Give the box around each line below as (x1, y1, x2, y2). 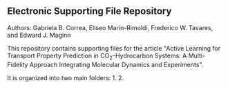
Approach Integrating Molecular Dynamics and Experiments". (29, 60, 204, 68)
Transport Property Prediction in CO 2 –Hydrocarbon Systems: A (7, 51, 187, 61)
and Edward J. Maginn (7, 31, 71, 39)
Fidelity (7, 60, 28, 68)
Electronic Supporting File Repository (7, 5, 172, 17)
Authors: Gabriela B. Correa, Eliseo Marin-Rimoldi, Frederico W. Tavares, (7, 23, 213, 31)
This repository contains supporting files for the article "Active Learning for (7, 44, 221, 52)
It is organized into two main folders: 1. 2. (7, 73, 124, 81)
